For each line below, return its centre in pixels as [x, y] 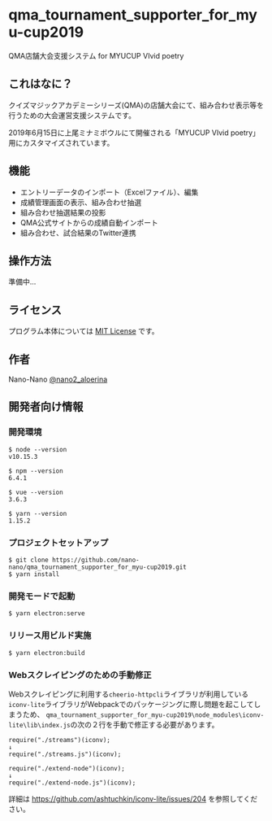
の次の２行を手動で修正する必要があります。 [145, 724]
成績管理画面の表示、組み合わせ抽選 [81, 202]
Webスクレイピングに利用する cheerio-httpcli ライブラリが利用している [129, 694]
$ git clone [28, 560]
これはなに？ [41, 84]
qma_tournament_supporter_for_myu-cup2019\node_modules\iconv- [155, 715]
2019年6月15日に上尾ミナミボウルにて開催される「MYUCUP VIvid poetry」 [134, 133]
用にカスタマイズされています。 [61, 142]
